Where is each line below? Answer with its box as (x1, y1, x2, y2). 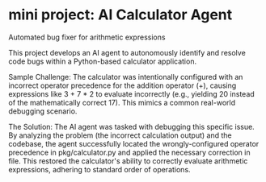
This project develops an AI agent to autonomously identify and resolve (8, 48, 247, 57)
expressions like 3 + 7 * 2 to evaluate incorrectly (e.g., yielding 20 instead (8, 89, 255, 98)
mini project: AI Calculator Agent (8, 6, 233, 24)
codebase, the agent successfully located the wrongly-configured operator (8, 139, 260, 148)
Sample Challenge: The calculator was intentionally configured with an (8, 72, 243, 81)
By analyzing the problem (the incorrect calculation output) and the (8, 130, 232, 140)
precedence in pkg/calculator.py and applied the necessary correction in (8, 147, 251, 157)
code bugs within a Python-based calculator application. (8, 56, 196, 66)
